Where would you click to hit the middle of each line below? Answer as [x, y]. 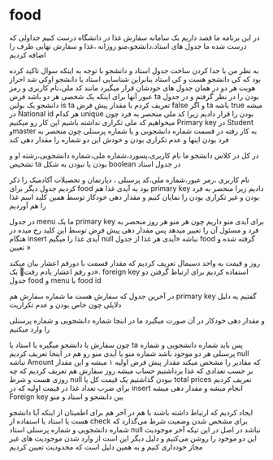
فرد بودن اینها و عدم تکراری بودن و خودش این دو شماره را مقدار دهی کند [119, 139]
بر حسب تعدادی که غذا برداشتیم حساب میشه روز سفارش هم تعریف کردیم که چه [131, 371]
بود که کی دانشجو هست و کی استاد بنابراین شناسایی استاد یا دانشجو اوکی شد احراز [135, 79]
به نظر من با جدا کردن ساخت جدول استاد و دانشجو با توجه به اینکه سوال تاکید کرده [134, 70]
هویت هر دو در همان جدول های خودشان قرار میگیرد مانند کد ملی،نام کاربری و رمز [132, 88]
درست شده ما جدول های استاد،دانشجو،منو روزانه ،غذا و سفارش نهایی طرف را [128, 46]
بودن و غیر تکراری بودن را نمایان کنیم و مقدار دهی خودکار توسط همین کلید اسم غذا [134, 197]
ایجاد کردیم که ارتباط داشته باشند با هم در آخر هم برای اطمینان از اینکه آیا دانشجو [131, 412]
